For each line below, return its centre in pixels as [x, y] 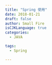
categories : [17, 32]
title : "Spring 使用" [26, 10]
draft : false [18, 19]
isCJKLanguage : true [26, 28]
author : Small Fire [25, 23]
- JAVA [16, 37]
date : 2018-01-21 [23, 14]
